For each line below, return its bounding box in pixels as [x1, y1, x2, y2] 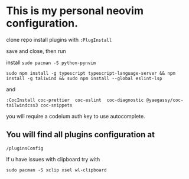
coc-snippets [40, 102, 73, 108]
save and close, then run [6, 47, 66, 54]
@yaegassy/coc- [146, 97, 184, 103]
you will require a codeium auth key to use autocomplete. [6, 112, 146, 120]
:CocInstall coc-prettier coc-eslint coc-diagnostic [6, 97, 144, 103]
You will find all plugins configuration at [6, 130, 155, 140]
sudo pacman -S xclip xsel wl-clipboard [6, 167, 107, 173]
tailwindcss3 [6, 102, 38, 108]
